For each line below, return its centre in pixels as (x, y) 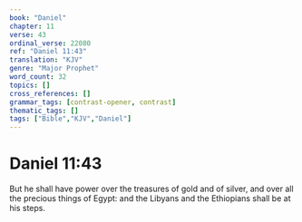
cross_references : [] (50, 93)
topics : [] (30, 85)
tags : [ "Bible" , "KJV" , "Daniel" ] (70, 119)
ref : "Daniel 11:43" (49, 52)
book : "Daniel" (38, 18)
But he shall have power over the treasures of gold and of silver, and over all (151, 189)
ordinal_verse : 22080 (50, 43)
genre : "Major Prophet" (54, 69)
